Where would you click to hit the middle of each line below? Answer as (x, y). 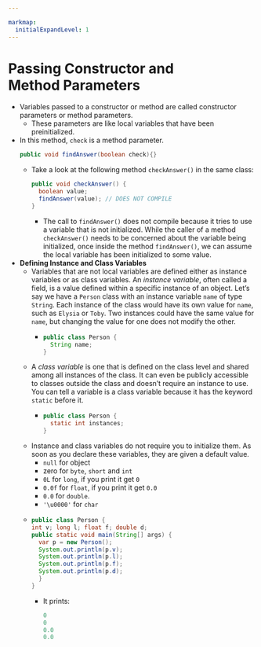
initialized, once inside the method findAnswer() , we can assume (147, 246)
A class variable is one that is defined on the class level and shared (140, 367)
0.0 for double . (66, 496)
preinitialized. (53, 132)
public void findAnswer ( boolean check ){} (88, 155)
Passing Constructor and (91, 68)
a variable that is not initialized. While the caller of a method (140, 230)
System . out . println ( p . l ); (80, 557)
